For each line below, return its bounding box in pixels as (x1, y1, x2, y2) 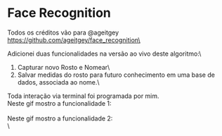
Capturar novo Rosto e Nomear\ (17, 63, 110, 71)
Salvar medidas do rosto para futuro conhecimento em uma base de (17, 70, 216, 79)
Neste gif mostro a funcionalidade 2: (7, 114, 113, 123)
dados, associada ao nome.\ (17, 78, 100, 86)
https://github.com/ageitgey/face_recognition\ (7, 35, 141, 44)
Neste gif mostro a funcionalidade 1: (7, 99, 112, 107)
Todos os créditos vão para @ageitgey (7, 28, 119, 37)
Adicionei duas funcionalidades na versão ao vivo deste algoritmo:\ (7, 49, 202, 58)
